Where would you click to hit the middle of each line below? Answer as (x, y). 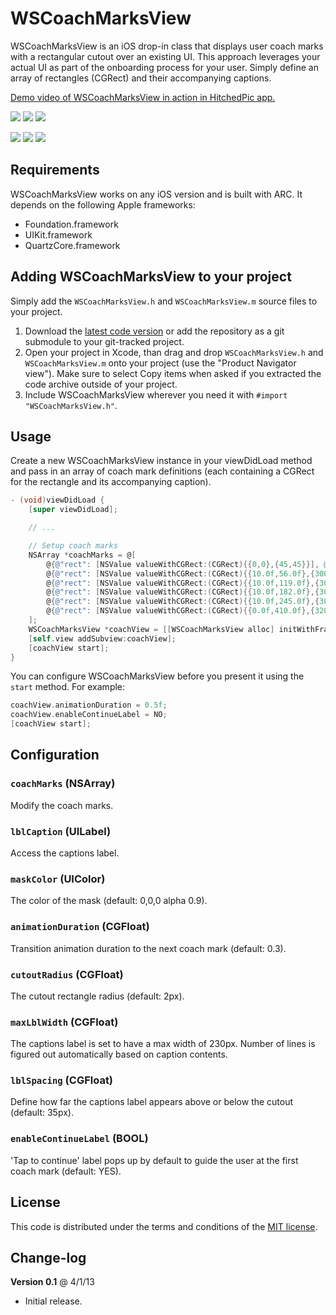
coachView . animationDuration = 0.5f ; (89, 705)
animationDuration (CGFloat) (80, 927)
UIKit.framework (58, 234)
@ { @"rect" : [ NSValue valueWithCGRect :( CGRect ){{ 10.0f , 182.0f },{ (183, 592)
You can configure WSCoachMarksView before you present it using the (157, 676)
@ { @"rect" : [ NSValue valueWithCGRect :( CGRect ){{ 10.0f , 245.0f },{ (183, 602)
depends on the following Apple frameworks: (103, 204)
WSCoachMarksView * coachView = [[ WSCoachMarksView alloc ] (151, 629)
